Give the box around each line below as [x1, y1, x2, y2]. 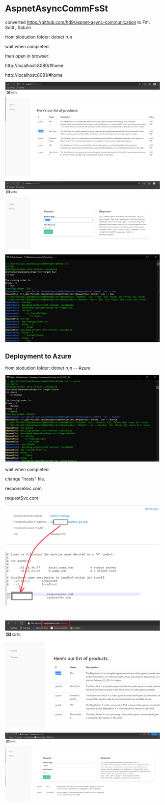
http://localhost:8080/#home [5, 62, 64, 68]
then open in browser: [5, 53, 50, 59]
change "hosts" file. [5, 476, 46, 482]
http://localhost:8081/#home [5, 72, 63, 78]
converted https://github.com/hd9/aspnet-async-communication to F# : [5, 19, 151, 25]
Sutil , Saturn [5, 24, 31, 30]
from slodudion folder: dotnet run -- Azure [5, 365, 91, 371]
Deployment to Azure [5, 352, 72, 360]
